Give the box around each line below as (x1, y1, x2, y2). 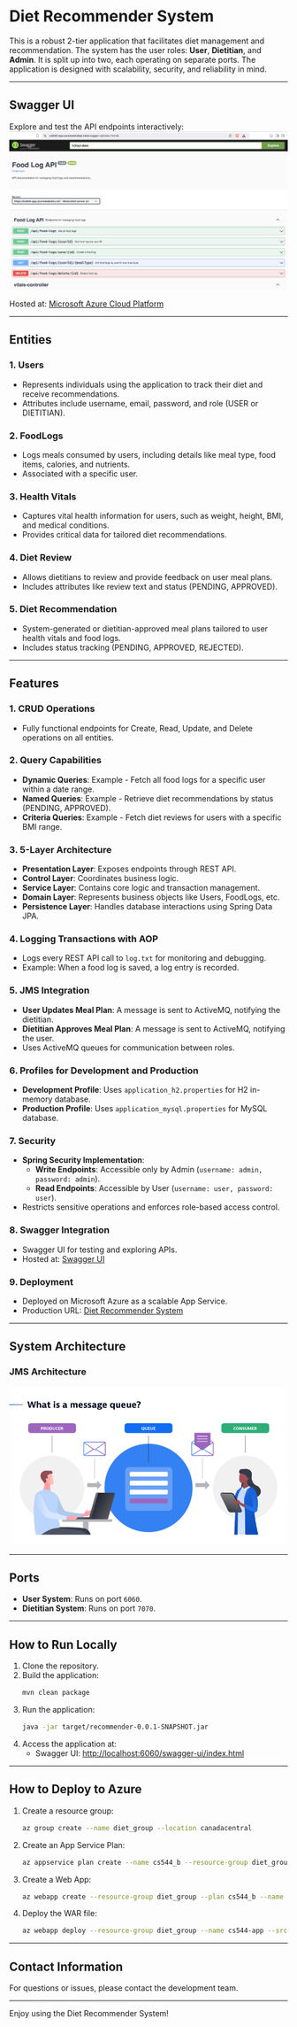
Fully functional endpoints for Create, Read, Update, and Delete (21, 723, 254, 733)
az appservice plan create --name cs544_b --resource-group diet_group (21, 1858, 292, 1867)
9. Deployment (9, 1275, 73, 1288)
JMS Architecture (9, 1366, 87, 1378)
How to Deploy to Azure (9, 1782, 142, 1797)
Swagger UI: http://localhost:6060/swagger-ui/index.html (34, 1748, 245, 1759)
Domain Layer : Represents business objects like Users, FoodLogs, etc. (21, 892, 280, 902)
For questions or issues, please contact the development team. (9, 1983, 239, 1993)
